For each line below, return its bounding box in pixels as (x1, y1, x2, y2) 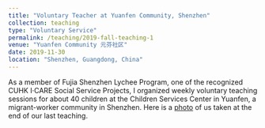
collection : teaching (8, 19, 80, 27)
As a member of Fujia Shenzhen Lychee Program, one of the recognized (8, 77, 244, 87)
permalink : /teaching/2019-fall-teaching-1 (8, 33, 154, 42)
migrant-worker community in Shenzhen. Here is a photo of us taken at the (8, 102, 252, 111)
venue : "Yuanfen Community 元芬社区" (8, 41, 128, 49)
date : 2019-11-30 (8, 48, 66, 56)
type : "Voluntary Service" (8, 26, 97, 34)
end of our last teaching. (8, 111, 89, 120)
